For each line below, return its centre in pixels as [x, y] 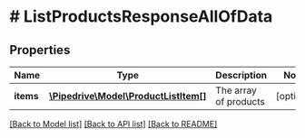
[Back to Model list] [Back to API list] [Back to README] [113, 124]
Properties [40, 50]
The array [236, 90]
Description [241, 75]
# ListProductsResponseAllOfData [141, 17]
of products [240, 101]
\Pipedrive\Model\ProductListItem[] [128, 96]
